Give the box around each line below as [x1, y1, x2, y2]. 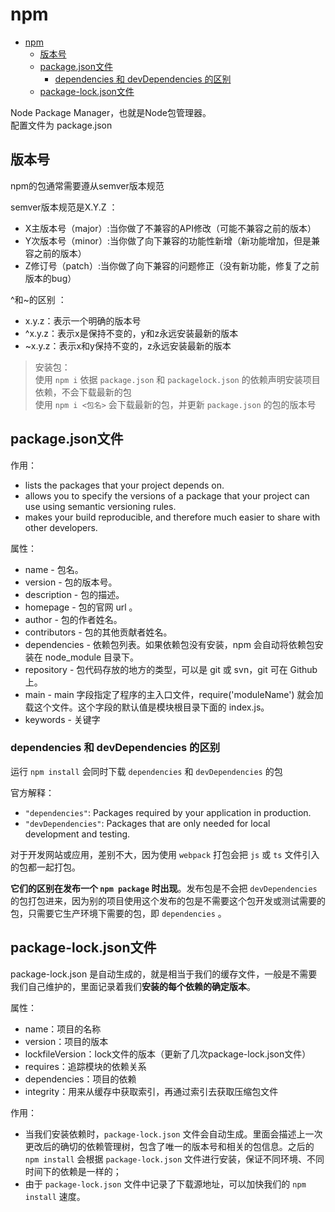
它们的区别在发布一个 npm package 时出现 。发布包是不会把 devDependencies [10, 882, 318, 894]
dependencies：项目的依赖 [24, 1073, 137, 1085]
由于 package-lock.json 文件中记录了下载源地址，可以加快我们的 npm [24, 1178, 307, 1190]
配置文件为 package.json [10, 119, 113, 131]
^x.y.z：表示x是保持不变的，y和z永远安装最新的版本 [24, 327, 239, 339]
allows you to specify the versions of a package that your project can [24, 489, 310, 502]
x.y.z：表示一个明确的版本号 [24, 314, 142, 327]
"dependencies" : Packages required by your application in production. [24, 806, 312, 818]
